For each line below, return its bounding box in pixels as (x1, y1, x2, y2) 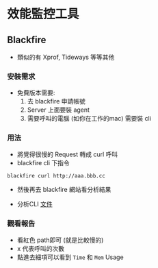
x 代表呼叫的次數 (16, 244, 65, 252)
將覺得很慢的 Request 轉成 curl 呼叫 (16, 150, 118, 158)
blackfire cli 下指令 (16, 158, 70, 167)
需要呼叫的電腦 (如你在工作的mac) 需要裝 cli (27, 114, 152, 123)
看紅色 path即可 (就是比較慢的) (16, 236, 104, 244)
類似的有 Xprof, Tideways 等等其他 (16, 53, 115, 61)
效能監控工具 (7, 6, 80, 22)
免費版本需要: (16, 88, 55, 97)
